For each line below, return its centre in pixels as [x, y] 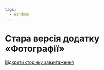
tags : [11, 10]
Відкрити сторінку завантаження [39, 62]
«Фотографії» [35, 49]
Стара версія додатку [52, 38]
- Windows [19, 14]
